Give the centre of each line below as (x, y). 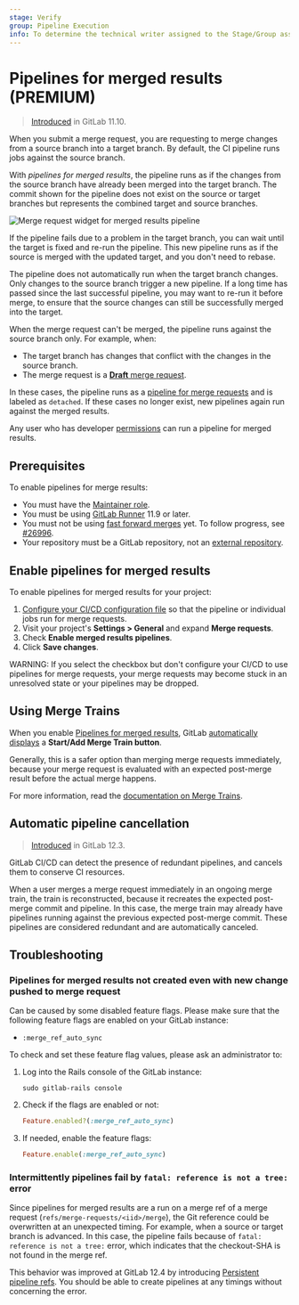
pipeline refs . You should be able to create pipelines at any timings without (145, 1282)
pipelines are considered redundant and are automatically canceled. (134, 926)
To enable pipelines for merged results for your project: (110, 591)
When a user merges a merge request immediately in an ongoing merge (141, 889)
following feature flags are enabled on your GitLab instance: (119, 1020)
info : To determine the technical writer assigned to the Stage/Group (143, 34)
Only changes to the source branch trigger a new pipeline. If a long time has (149, 284)
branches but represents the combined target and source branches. (133, 204)
